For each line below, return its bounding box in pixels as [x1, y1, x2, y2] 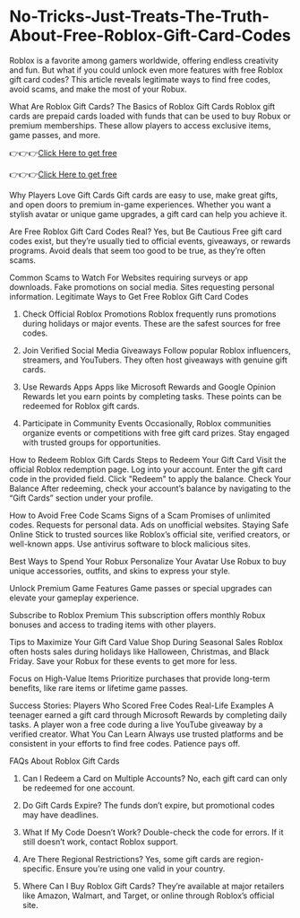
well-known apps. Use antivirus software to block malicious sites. [9, 538, 251, 549]
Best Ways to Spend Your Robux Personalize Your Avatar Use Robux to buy [9, 555, 287, 566]
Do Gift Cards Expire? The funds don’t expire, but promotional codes [21, 800, 276, 810]
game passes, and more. [9, 129, 101, 140]
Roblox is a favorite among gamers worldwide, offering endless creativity [9, 55, 279, 66]
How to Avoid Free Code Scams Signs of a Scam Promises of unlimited [9, 510, 270, 520]
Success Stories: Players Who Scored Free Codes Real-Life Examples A [9, 700, 275, 711]
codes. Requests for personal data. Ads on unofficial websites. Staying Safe [9, 519, 289, 530]
